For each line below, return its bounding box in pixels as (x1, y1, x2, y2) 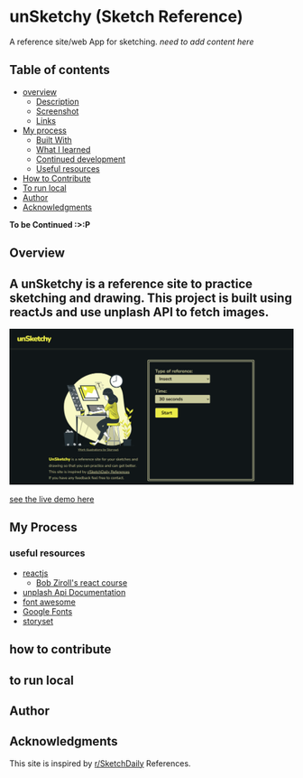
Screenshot (35, 106, 79, 117)
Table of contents (9, 62, 110, 78)
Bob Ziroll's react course (35, 576, 128, 588)
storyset (22, 615, 54, 626)
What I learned (35, 144, 91, 155)
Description (35, 96, 79, 107)
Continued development (35, 154, 126, 164)
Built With (35, 134, 72, 145)
